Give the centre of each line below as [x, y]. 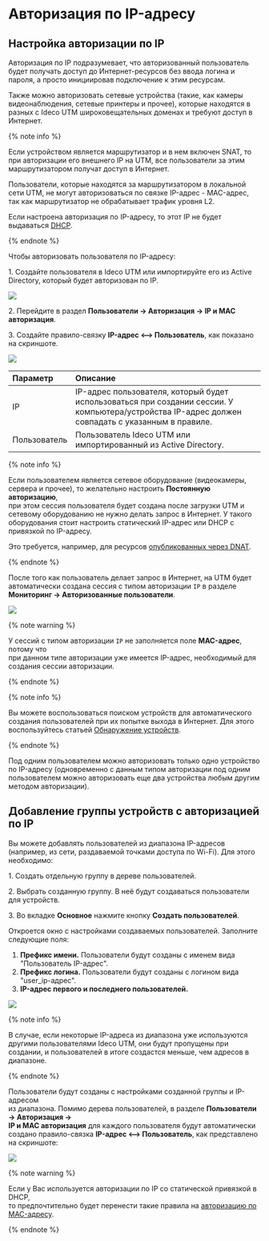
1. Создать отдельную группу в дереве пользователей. [102, 876]
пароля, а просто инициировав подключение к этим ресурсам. [117, 80]
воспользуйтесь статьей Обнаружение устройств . [95, 730]
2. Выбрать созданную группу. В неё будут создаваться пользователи [129, 891]
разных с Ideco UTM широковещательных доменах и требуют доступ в [130, 112]
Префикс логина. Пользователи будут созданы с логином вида [129, 972]
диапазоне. [28, 1060]
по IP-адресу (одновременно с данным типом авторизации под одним [129, 769]
